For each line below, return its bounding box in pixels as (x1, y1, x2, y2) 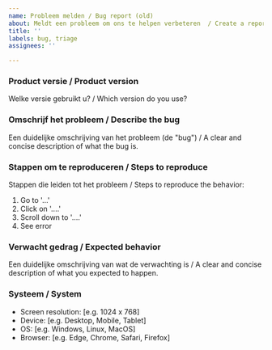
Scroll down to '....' (19, 213, 83, 222)
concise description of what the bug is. (8, 141, 139, 150)
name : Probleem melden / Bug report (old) (8, 11, 154, 20)
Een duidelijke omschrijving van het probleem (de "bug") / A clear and (8, 133, 242, 142)
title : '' (8, 27, 42, 35)
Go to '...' (19, 196, 50, 205)
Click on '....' (19, 204, 62, 214)
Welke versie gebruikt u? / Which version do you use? (8, 94, 188, 103)
